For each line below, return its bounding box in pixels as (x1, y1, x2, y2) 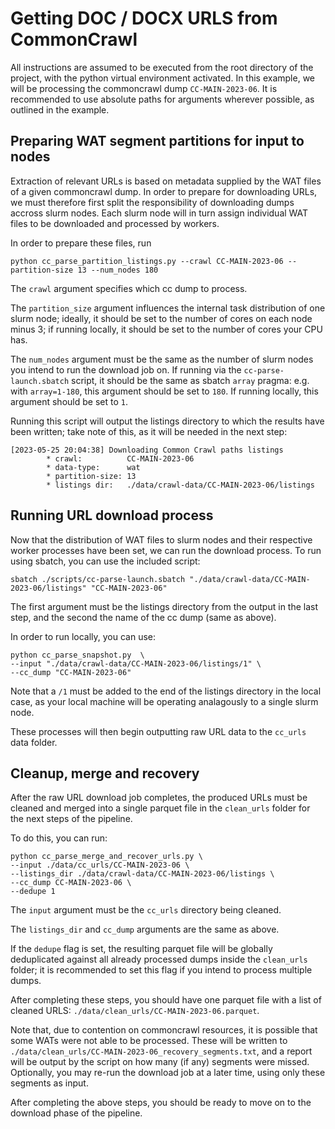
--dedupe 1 (10, 887, 56, 897)
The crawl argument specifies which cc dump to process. (10, 282, 248, 294)
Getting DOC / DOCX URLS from (10, 7, 278, 30)
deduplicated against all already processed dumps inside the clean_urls (10, 953, 308, 966)
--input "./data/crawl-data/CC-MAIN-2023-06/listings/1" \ (10, 658, 262, 669)
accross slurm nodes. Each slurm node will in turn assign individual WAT (10, 207, 309, 219)
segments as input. (10, 1077, 89, 1089)
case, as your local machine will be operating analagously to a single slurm (10, 695, 319, 707)
